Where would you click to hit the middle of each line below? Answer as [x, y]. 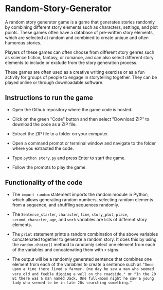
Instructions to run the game [49, 98]
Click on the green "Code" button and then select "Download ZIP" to [81, 119]
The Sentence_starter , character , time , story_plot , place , [70, 214]
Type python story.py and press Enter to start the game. [69, 158]
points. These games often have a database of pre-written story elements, [80, 32]
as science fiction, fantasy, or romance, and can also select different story [80, 57]
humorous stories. [23, 42]
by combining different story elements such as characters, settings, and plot [81, 27]
